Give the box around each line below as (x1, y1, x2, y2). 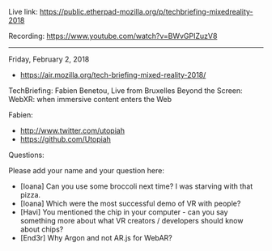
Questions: (8, 150, 45, 160)
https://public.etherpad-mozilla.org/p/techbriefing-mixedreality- (39, 7, 253, 16)
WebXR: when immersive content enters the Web (8, 95, 172, 104)
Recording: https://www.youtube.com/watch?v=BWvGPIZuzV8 (8, 32, 218, 40)
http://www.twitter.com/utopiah (19, 125, 125, 135)
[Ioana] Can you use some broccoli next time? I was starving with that (19, 181, 253, 191)
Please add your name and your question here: (8, 166, 164, 175)
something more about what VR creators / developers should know (19, 216, 244, 225)
